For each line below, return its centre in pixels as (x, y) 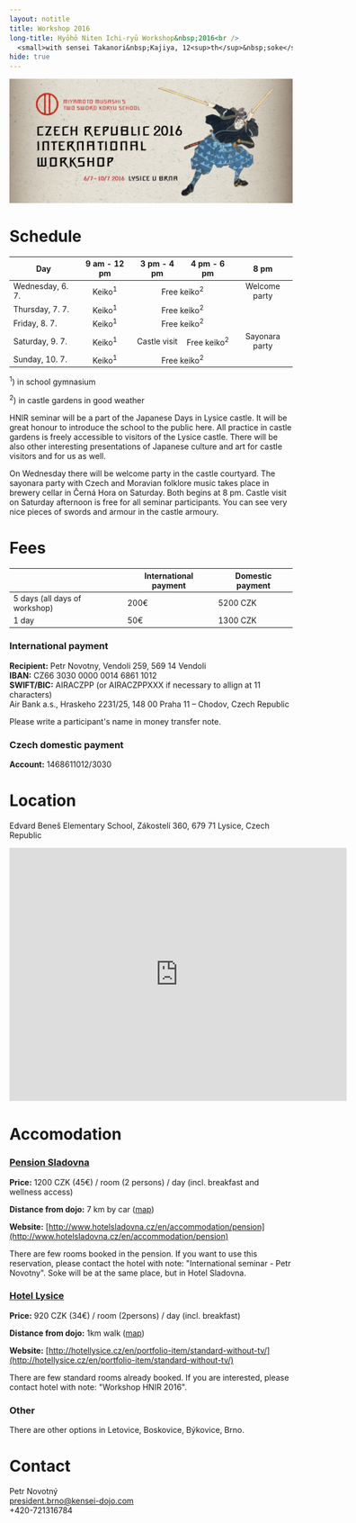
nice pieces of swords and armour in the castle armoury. (114, 512)
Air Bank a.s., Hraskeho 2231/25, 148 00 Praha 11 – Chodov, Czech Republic (149, 704)
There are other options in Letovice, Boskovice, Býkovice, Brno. (127, 1430)
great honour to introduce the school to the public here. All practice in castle (151, 428)
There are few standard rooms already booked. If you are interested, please (149, 1377)
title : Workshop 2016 (50, 28)
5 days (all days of (47, 598)
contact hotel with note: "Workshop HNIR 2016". (98, 1387)
